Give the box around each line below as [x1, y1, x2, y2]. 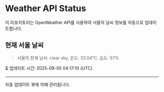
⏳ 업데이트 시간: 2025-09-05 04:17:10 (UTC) [5, 65, 93, 71]
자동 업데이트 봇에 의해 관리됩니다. [5, 81, 70, 87]
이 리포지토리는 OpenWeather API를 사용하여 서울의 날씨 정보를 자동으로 [5, 19, 144, 25]
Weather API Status [5, 3, 86, 14]
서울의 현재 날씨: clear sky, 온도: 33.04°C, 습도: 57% [17, 55, 120, 61]
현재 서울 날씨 [5, 41, 44, 49]
